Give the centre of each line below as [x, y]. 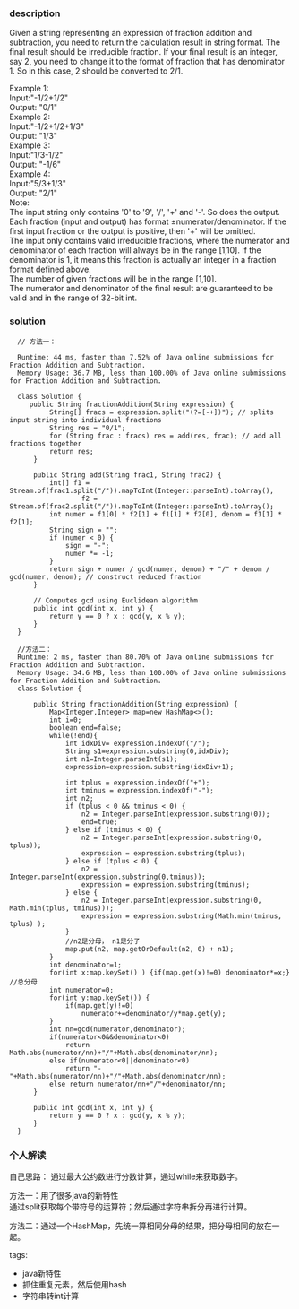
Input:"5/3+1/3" [38, 184]
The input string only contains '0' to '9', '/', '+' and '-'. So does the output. [145, 212]
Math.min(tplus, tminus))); [62, 908]
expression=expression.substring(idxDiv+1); [150, 767]
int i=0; [65, 720]
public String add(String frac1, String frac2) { [127, 475]
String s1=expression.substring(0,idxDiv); [148, 751]
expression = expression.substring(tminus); [166, 884]
